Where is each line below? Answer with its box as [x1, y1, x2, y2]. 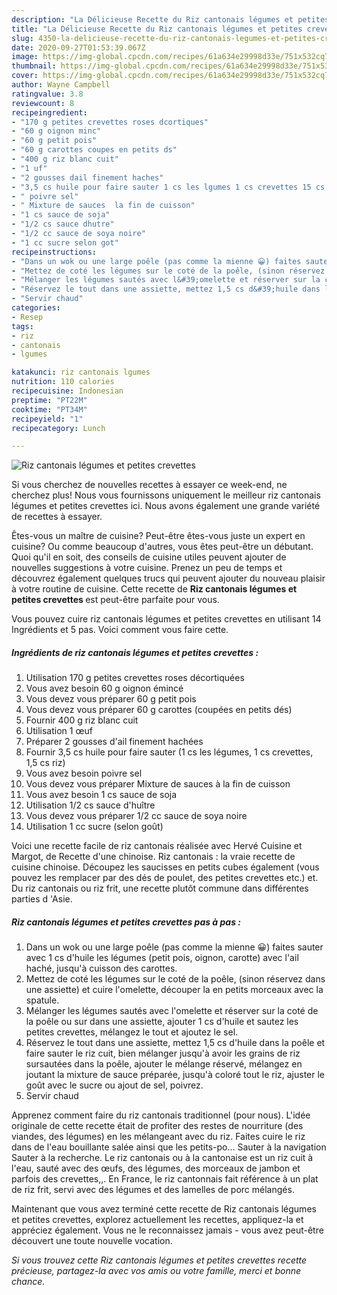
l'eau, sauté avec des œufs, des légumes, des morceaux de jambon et [11, 1162, 301, 1175]
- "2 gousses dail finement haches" [11, 172, 164, 183]
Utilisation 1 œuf [25, 725, 93, 737]
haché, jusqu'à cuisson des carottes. [25, 962, 178, 975]
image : [11, 52, 39, 62]
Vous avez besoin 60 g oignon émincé [25, 682, 184, 695]
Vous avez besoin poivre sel [25, 767, 143, 780]
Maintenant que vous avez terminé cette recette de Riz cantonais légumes [11, 1203, 317, 1215]
